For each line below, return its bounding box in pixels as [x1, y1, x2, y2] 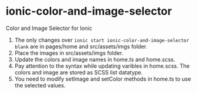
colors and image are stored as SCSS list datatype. [14, 68, 143, 76]
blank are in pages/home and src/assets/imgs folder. [14, 43, 147, 50]
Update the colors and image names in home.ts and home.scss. [14, 56, 176, 63]
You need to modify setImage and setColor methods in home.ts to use [14, 75, 191, 82]
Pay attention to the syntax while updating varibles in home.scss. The [14, 62, 190, 70]
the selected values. [14, 81, 65, 89]
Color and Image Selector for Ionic [6, 24, 92, 32]
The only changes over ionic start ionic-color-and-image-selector [14, 36, 190, 43]
